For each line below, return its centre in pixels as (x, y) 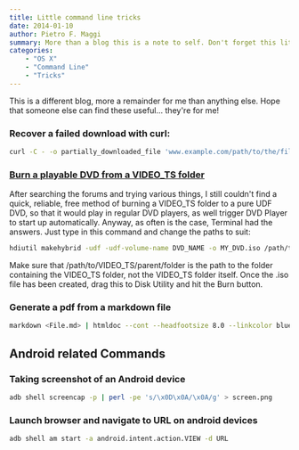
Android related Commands (88, 353)
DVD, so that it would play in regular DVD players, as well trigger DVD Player (148, 213)
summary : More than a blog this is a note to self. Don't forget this (143, 42)
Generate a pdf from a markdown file (90, 307)
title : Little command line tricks (75, 17)
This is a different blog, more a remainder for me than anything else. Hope (145, 101)
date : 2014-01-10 (41, 26)
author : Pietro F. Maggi (55, 34)
